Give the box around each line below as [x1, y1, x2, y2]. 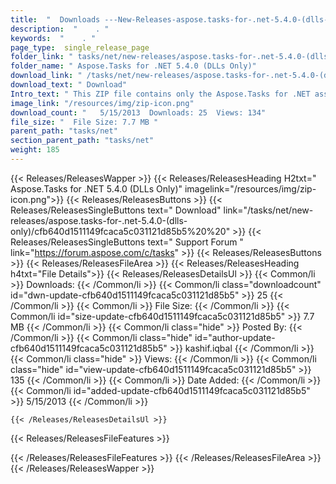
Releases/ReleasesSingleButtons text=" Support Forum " [10, 236, 244, 248]
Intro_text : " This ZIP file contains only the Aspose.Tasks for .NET [10, 89, 311, 99]
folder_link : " [10, 52, 74, 62]
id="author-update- [194, 331, 276, 343]
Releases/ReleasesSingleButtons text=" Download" [10, 204, 222, 216]
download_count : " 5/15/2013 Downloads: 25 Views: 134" [10, 107, 267, 118]
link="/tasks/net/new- [223, 204, 314, 216]
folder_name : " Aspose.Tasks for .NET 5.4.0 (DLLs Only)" [10, 61, 257, 71]
